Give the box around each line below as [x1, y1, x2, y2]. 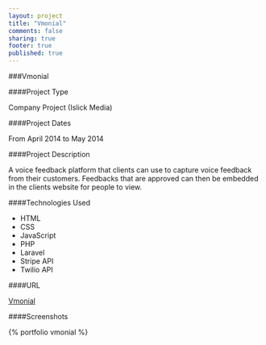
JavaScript [19, 231, 56, 240]
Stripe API [19, 256, 54, 266]
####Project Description [8, 150, 90, 159]
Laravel [19, 247, 45, 257]
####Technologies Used [8, 198, 91, 207]
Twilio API [19, 265, 54, 274]
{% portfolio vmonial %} [8, 327, 89, 337]
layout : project [8, 11, 63, 20]
